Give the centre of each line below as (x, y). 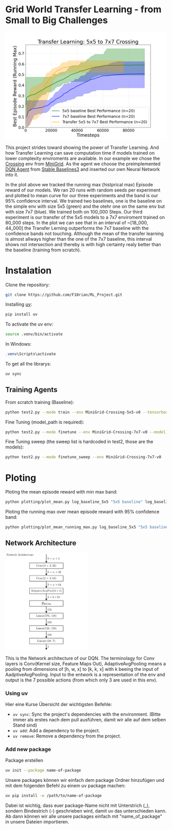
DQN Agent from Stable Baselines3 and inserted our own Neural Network (83, 169)
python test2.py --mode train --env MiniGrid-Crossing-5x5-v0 (73, 412)
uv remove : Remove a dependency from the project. (67, 736)
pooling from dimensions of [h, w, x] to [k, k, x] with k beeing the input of (82, 669)
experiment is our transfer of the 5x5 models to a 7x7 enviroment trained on (85, 217)
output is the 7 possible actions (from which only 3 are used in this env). (81, 680)
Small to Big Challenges (57, 20)
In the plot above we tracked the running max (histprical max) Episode (79, 184)
